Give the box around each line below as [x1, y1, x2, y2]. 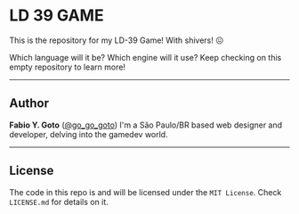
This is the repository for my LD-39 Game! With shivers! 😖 [9, 35, 224, 45]
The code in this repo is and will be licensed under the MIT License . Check [9, 186, 282, 197]
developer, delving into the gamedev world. [9, 128, 168, 139]
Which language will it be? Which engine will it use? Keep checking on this [9, 52, 282, 62]
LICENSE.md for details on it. [9, 196, 109, 207]
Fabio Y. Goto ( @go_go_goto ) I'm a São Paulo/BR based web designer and [9, 119, 283, 130]
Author [9, 95, 49, 111]
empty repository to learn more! [9, 62, 126, 72]
